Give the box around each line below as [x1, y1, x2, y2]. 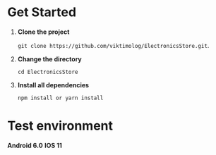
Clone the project [17, 27, 70, 36]
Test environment [7, 118, 113, 134]
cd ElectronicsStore [17, 68, 78, 75]
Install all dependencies [17, 80, 90, 89]
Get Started [7, 4, 76, 20]
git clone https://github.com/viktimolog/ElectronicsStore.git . [17, 41, 210, 49]
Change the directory [17, 54, 83, 63]
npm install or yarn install [17, 94, 104, 101]
